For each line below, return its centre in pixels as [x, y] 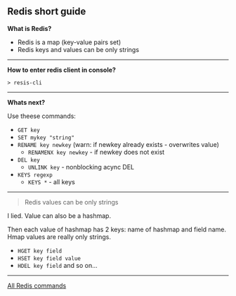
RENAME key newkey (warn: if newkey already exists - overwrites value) [118, 144]
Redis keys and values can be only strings [78, 49]
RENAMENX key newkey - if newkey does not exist [96, 152]
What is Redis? [29, 28]
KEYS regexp [35, 175]
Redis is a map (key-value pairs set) [69, 42]
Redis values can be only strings [71, 202]
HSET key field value [49, 258]
